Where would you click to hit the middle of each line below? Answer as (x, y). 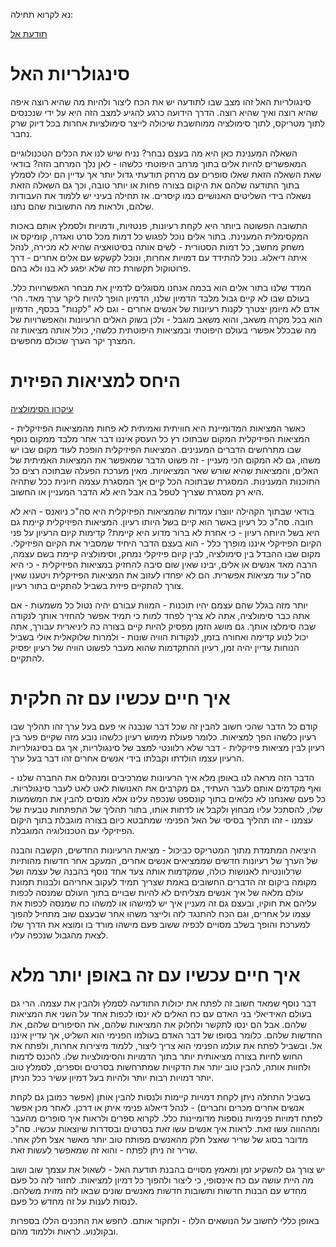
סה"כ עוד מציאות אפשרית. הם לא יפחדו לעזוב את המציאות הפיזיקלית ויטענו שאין (161, 575)
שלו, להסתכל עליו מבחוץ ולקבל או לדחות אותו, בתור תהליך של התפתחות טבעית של (166, 809)
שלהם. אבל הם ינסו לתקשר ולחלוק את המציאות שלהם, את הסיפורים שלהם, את (159, 1024)
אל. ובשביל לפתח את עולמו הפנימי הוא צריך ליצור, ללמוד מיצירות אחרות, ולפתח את (166, 1045)
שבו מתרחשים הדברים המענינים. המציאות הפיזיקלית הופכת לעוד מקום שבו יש (156, 449)
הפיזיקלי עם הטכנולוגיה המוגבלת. (72, 830)
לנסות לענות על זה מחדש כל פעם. (74, 1201)
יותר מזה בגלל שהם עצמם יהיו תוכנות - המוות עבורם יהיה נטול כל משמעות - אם (159, 605)
